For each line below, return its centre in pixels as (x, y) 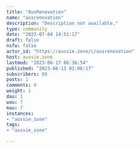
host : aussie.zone (30, 57)
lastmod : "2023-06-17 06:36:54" (47, 62)
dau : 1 (15, 96)
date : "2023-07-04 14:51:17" (43, 35)
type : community (27, 29)
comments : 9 (21, 86)
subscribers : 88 (27, 74)
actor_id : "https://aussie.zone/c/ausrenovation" (71, 52)
